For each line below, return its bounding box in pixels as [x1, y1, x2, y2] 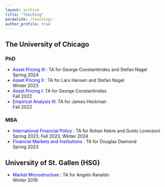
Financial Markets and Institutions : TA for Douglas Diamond [12, 139, 137, 145]
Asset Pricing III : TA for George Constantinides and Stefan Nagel [12, 66, 147, 72]
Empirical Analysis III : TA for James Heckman [12, 99, 107, 105]
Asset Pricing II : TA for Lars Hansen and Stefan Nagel [12, 77, 125, 83]
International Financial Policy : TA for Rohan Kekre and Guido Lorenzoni [12, 128, 160, 134]
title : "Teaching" [5, 12, 44, 17]
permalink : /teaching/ [5, 17, 53, 22]
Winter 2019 [12, 177, 38, 183]
